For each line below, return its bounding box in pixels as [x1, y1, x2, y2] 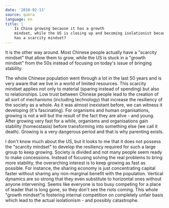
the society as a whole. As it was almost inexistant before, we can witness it [5, 102, 162, 108]
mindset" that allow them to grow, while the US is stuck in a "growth [5, 54, 146, 60]
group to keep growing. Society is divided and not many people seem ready [5, 149, 162, 155]
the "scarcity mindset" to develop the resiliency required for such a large [5, 144, 156, 150]
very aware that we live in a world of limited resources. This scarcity [5, 80, 147, 86]
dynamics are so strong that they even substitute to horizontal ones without [5, 176, 162, 182]
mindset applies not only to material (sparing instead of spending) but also [5, 86, 159, 92]
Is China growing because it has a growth [14, 26, 105, 31]
